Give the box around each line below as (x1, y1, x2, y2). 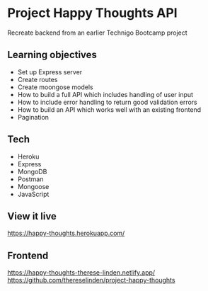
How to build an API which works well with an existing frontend (17, 105, 202, 114)
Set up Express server (17, 67, 83, 76)
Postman (17, 175, 44, 183)
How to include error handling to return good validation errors (17, 98, 197, 106)
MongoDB (17, 167, 47, 176)
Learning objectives (7, 49, 98, 61)
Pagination (17, 113, 50, 121)
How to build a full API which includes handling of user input (17, 90, 193, 98)
